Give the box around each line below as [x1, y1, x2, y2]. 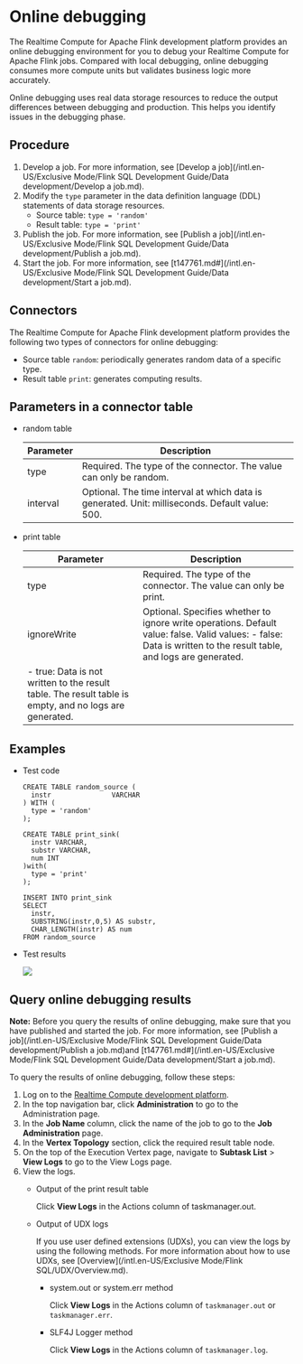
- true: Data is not [26, 666, 104, 678]
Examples [9, 741, 66, 756]
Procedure [9, 137, 70, 153]
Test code [22, 765, 60, 776]
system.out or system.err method [49, 1283, 174, 1293]
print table [22, 531, 61, 543]
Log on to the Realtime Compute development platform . [22, 1089, 229, 1099]
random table [22, 423, 73, 434]
